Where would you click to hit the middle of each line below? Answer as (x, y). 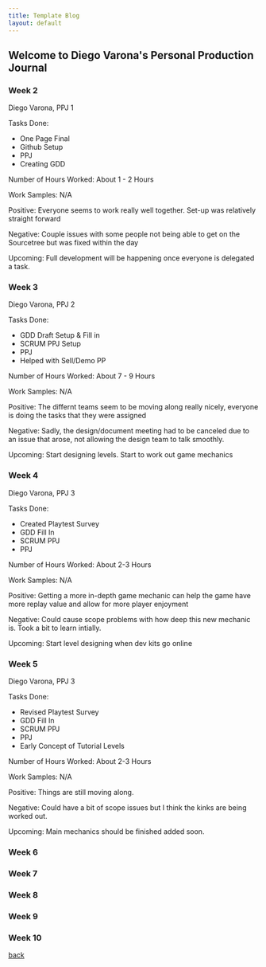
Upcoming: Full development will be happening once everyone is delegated (131, 258)
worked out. (28, 816)
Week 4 (23, 476)
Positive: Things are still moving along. (71, 793)
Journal (28, 67)
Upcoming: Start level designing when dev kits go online (100, 643)
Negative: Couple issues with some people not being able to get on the (124, 234)
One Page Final (44, 139)
